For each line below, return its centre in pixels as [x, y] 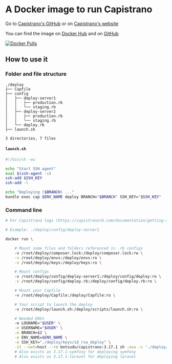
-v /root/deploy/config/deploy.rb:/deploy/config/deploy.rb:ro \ [86, 281]
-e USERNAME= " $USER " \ [39, 328]
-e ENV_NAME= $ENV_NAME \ [41, 337]
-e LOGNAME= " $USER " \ [37, 323]
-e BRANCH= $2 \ [31, 333]
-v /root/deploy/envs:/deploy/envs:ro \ [58, 258]
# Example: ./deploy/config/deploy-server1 [52, 230]
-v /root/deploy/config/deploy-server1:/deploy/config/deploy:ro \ [88, 277]
